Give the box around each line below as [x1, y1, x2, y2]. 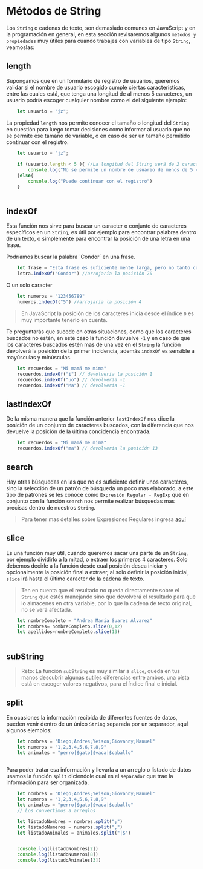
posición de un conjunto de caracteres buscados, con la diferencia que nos [6, 422, 195, 429]
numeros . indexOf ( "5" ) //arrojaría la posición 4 [17, 299, 142, 305]
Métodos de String [6, 4, 101, 18]
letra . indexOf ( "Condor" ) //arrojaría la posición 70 [17, 271, 153, 277]
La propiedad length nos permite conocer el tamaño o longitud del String [6, 119, 190, 126]
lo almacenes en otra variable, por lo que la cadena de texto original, [21, 599, 192, 606]
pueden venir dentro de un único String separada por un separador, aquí [6, 720, 188, 727]
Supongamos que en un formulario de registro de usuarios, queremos [6, 77, 180, 84]
